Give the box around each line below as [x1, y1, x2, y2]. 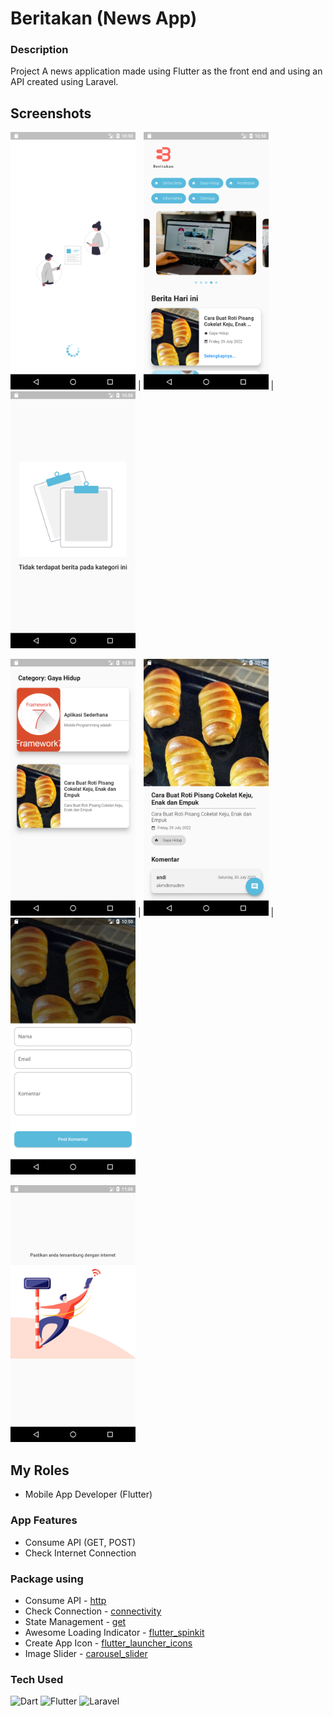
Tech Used [10, 1672, 64, 1686]
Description [10, 43, 69, 57]
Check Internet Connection [24, 1547, 137, 1559]
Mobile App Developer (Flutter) [24, 1488, 153, 1501]
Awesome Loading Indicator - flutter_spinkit [24, 1626, 205, 1638]
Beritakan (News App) [10, 7, 198, 30]
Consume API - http [24, 1594, 107, 1606]
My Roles [10, 1462, 70, 1479]
